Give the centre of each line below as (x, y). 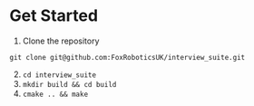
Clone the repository (61, 41)
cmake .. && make (55, 94)
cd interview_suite (59, 75)
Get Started (54, 16)
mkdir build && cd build (69, 84)
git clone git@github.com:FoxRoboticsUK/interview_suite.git (127, 57)
